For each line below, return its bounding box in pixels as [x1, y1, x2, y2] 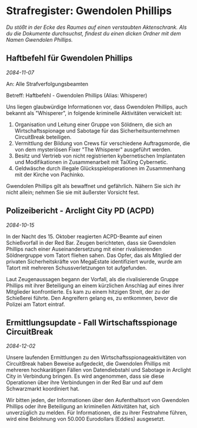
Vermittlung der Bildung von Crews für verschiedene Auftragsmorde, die [14, 140, 191, 147]
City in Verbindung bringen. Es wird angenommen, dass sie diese [6, 373, 165, 380]
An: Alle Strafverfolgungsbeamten [6, 80, 89, 87]
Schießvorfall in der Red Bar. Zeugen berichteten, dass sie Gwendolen [6, 239, 176, 246]
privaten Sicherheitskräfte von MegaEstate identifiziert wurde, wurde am [6, 258, 182, 265]
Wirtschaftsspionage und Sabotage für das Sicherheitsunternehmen [14, 127, 181, 134]
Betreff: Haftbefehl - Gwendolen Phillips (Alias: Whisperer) [6, 91, 148, 98]
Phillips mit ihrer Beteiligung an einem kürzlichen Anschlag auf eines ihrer [6, 282, 184, 289]
